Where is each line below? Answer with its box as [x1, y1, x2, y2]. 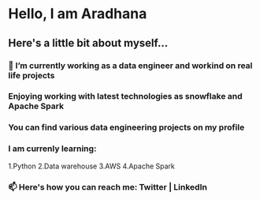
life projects [8, 70, 55, 81]
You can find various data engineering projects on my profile [8, 122, 245, 133]
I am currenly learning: [8, 143, 97, 154]
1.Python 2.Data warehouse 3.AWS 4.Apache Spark [8, 161, 176, 171]
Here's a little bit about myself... [8, 36, 169, 50]
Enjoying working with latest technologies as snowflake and [8, 91, 243, 102]
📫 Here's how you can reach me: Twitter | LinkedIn [8, 181, 207, 192]
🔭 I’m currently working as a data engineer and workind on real [8, 60, 253, 71]
